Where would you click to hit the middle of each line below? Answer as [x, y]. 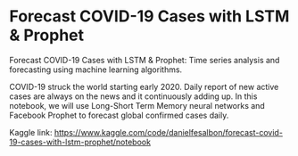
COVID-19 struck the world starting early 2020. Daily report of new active [144, 86]
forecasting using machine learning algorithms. [96, 70]
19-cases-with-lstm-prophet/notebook [80, 142]
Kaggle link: [31, 132]
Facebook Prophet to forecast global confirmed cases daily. [119, 115]
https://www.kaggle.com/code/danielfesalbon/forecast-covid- [169, 132]
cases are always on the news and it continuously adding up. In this [133, 96]
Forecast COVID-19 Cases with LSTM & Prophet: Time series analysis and [145, 60]
